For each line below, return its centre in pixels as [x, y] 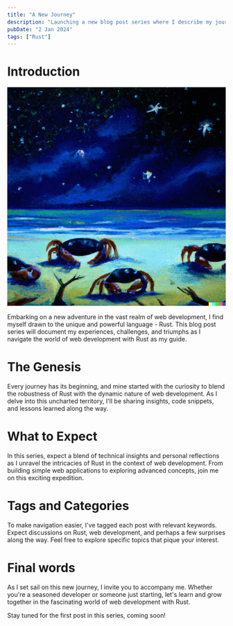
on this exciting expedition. [46, 478]
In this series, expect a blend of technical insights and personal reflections [113, 456]
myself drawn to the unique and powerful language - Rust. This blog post [112, 324]
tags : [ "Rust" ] [29, 37]
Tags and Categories [68, 506]
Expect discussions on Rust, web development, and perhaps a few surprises [116, 532]
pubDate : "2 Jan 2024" [40, 29]
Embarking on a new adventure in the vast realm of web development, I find [115, 317]
